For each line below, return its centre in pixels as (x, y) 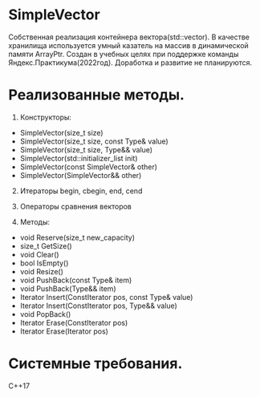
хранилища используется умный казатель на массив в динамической (128, 45)
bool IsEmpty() (44, 263)
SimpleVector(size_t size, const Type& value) (94, 141)
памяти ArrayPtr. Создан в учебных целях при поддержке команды (124, 54)
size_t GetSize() (46, 245)
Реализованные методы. (96, 95)
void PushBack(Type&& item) (68, 288)
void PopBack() (45, 314)
